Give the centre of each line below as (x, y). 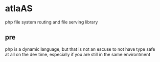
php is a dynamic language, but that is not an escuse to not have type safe (80, 49)
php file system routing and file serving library (51, 22)
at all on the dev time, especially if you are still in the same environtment (78, 54)
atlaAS (19, 9)
